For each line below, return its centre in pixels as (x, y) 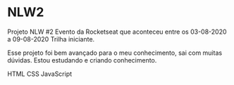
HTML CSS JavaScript (40, 74)
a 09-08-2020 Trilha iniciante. (51, 39)
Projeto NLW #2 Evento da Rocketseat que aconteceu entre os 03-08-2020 (117, 32)
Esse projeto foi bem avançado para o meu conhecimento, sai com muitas (115, 53)
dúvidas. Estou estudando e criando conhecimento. (82, 60)
